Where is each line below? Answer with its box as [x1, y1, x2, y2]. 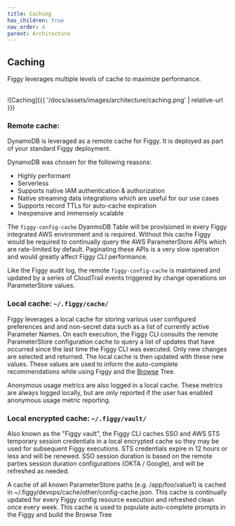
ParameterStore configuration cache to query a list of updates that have [7, 337, 215, 346]
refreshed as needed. [7, 466, 70, 475]
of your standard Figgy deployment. [7, 144, 111, 153]
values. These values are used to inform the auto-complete [7, 360, 179, 368]
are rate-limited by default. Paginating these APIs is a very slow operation [7, 245, 220, 253]
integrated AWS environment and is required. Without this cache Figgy [7, 230, 211, 239]
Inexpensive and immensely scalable [17, 209, 124, 218]
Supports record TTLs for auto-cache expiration [17, 201, 156, 210]
